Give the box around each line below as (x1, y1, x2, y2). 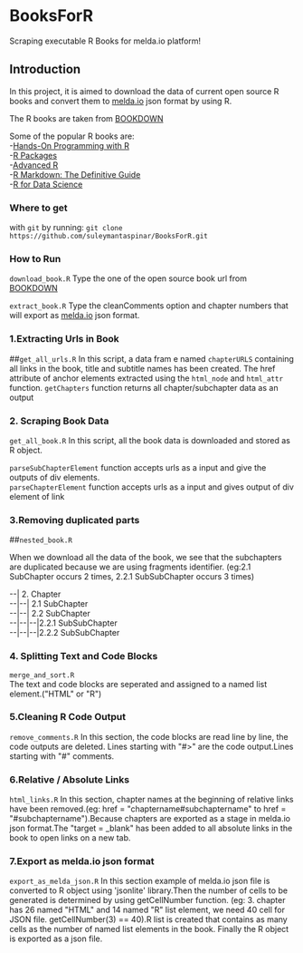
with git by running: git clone (9, 222, 123, 233)
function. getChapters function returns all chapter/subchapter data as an (9, 382, 279, 393)
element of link (9, 491, 65, 501)
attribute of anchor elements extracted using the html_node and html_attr (9, 373, 283, 384)
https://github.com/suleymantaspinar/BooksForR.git (9, 232, 208, 241)
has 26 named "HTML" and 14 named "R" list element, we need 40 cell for (9, 904, 285, 916)
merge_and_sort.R (9, 670, 75, 680)
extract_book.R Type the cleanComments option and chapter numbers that (9, 300, 289, 311)
